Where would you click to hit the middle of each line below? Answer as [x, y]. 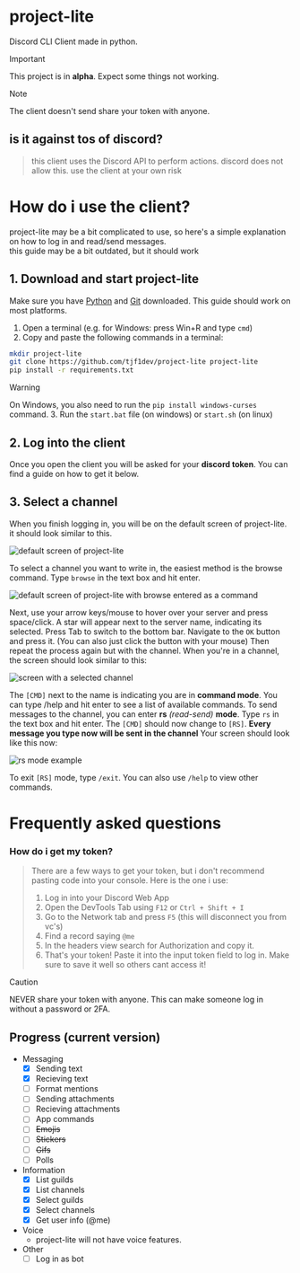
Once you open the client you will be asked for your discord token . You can [149, 464]
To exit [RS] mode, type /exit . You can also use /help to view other [134, 777]
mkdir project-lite [46, 354]
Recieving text [62, 1079]
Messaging [43, 1059]
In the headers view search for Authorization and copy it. [150, 946]
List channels [60, 1189]
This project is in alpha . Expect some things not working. [114, 76]
